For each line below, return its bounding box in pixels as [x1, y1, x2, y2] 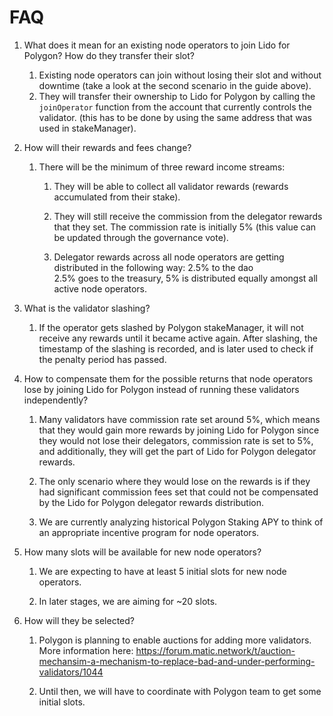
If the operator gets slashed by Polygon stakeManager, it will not [38, 321, 304, 333]
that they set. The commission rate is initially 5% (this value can [53, 221, 317, 233]
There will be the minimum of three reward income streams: [38, 161, 286, 173]
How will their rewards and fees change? [23, 141, 192, 153]
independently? [23, 394, 89, 406]
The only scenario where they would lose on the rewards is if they [38, 475, 311, 487]
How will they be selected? [23, 614, 135, 626]
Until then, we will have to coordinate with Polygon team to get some [38, 685, 322, 697]
